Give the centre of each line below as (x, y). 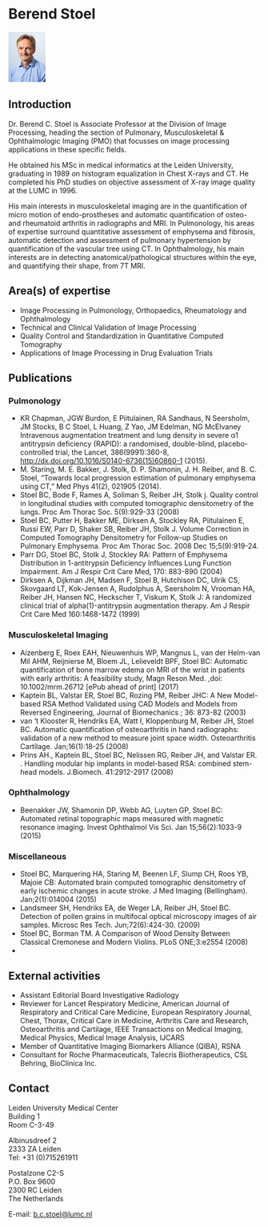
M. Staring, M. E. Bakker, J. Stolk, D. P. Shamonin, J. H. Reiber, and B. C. (138, 469)
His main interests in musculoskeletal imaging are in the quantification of (128, 206)
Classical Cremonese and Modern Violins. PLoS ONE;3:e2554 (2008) (134, 942)
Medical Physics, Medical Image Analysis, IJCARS (102, 1037)
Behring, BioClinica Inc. (58, 1063)
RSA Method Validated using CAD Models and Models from (140, 703)
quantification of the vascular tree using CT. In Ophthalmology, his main (126, 249)
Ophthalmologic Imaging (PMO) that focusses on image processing (119, 140)
